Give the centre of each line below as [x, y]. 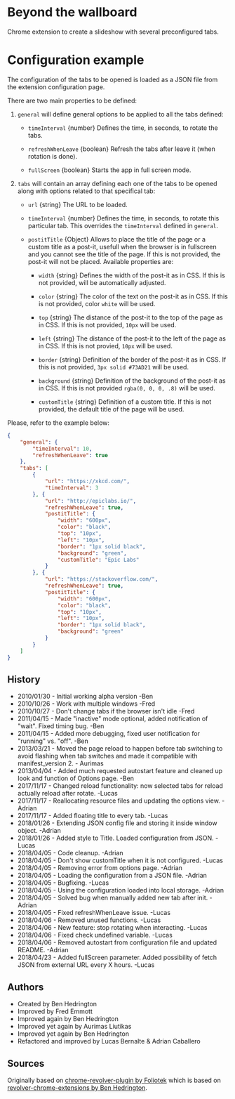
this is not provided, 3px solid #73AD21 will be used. [114, 367]
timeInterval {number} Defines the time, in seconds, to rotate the [123, 128]
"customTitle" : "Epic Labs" [98, 560]
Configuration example [76, 60]
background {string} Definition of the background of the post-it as [132, 381]
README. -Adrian [43, 950]
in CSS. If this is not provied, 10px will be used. [106, 346]
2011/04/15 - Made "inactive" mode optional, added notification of [113, 719]
